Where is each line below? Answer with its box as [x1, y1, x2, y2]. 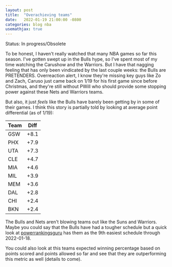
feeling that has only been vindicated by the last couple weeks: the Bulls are [5, 67, 166, 73]
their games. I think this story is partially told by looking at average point [5, 104, 158, 110]
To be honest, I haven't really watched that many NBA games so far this [5, 51, 157, 57]
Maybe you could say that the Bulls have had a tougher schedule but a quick [5, 224, 167, 231]
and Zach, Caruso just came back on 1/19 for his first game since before [5, 78, 158, 84]
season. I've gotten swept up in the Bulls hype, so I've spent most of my [5, 56, 158, 62]
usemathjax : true [5, 27, 43, 32]
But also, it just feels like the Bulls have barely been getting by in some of [5, 99, 160, 105]
